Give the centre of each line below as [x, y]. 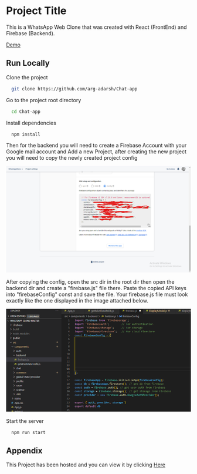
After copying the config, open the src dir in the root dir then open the [90, 282]
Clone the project [27, 77]
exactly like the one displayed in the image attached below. [77, 301]
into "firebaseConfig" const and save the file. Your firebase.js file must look [97, 294]
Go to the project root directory [44, 100]
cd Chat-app [26, 112]
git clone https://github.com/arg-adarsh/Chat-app [74, 89]
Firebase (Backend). [30, 33]
